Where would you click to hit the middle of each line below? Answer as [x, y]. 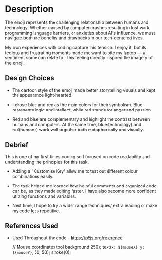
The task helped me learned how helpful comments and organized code [84, 186]
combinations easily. [33, 176]
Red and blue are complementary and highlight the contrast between [81, 119]
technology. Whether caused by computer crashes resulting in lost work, [78, 27]
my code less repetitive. [36, 211]
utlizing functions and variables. [44, 196]
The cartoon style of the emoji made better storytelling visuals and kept [84, 90]
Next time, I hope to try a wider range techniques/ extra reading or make [84, 205]
